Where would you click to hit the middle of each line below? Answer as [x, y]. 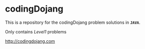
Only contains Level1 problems [36, 32]
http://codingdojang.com [30, 41]
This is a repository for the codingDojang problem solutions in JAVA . [73, 22]
